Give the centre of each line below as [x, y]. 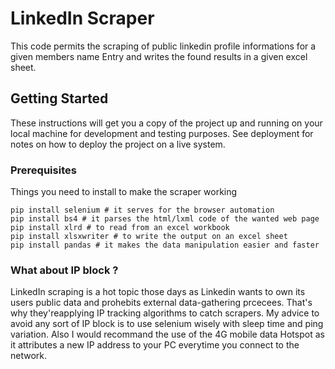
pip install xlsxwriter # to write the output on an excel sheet [149, 237]
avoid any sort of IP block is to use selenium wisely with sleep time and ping [167, 324]
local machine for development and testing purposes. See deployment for [162, 133]
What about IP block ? [64, 270]
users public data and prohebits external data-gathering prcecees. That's [161, 303]
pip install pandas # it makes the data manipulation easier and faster [165, 245]
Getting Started [59, 98]
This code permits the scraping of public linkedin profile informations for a [163, 46]
